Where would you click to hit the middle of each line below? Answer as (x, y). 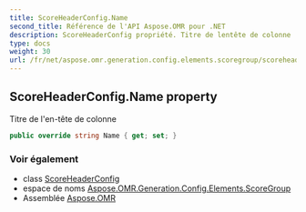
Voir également (44, 158)
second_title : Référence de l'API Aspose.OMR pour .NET (117, 26)
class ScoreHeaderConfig (71, 178)
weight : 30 (30, 52)
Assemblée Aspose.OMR (69, 197)
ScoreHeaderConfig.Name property (113, 97)
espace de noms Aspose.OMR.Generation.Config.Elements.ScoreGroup (157, 188)
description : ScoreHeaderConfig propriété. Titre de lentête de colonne (150, 35)
